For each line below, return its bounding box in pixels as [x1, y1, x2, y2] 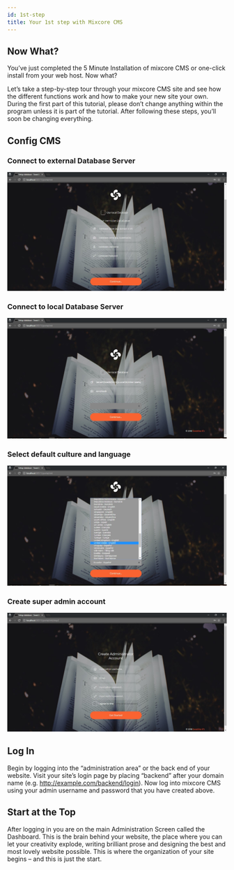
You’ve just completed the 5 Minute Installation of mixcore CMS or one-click [7, 64, 226, 73]
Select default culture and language [7, 449, 131, 459]
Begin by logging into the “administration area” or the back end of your [7, 764, 210, 772]
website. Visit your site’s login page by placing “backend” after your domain [7, 771, 224, 779]
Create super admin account [7, 596, 106, 606]
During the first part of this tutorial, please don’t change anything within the [7, 100, 224, 108]
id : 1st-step [7, 11, 45, 18]
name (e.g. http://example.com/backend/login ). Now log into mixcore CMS [7, 778, 221, 787]
